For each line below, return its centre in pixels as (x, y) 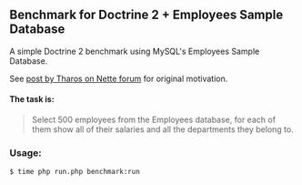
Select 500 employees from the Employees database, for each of (153, 120)
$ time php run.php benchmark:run (75, 172)
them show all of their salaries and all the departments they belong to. (162, 129)
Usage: (26, 152)
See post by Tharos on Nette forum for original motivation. (119, 78)
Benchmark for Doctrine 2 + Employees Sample (146, 15)
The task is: (32, 99)
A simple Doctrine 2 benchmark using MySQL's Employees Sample (135, 51)
